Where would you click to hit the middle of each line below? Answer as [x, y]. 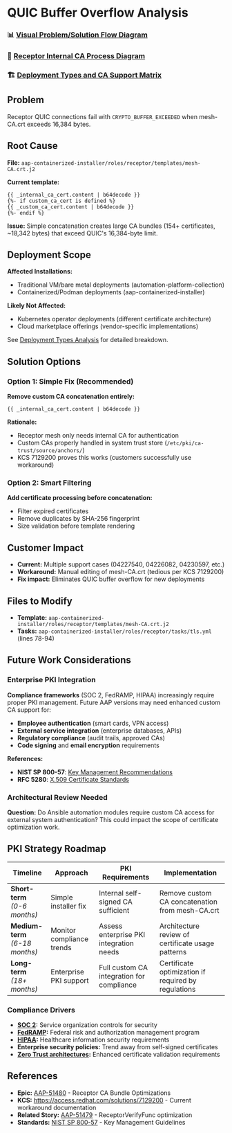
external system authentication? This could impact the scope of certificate [113, 819]
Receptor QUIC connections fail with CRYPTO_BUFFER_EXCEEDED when [103, 116]
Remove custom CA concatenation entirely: [71, 397]
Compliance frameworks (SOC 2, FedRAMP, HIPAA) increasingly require [111, 695]
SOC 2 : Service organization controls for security [87, 1025]
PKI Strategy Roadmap [57, 849]
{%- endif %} [26, 213]
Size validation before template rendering [76, 526]
